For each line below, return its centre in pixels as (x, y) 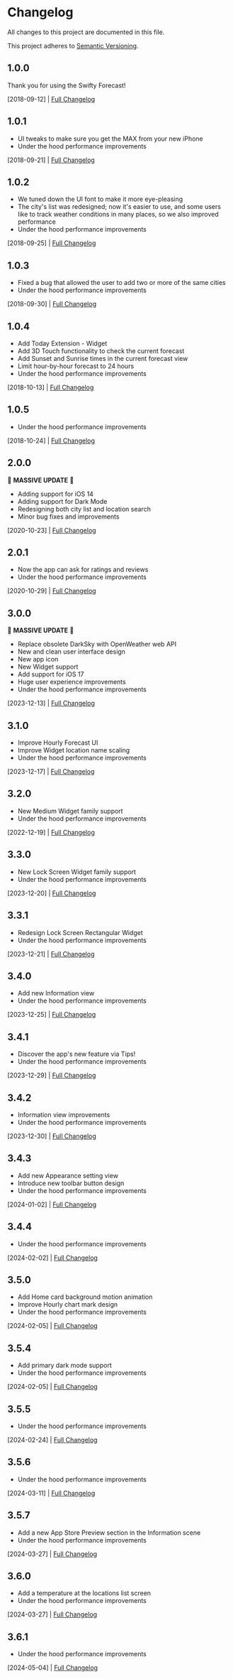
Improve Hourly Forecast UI (58, 743)
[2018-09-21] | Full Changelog (51, 160)
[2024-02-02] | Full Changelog (52, 1258)
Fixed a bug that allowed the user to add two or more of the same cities (121, 283)
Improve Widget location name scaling (74, 750)
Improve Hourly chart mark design (68, 1305)
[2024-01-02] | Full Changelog (52, 1204)
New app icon (38, 659)
